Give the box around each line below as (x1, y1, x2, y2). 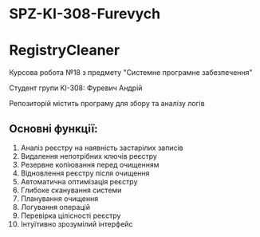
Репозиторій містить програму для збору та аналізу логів (9, 99, 206, 109)
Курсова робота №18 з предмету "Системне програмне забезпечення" (9, 68, 254, 77)
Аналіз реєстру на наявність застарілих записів (20, 143, 183, 152)
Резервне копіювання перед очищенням (20, 160, 160, 169)
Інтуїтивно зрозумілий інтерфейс (20, 219, 133, 228)
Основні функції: (9, 121, 98, 136)
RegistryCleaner (9, 41, 120, 60)
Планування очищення (20, 193, 99, 203)
